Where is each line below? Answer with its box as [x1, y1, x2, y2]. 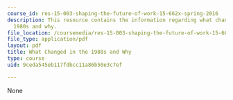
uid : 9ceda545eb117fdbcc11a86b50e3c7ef [7, 61, 123, 68]
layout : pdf [7, 42, 42, 49]
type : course [7, 55, 45, 62]
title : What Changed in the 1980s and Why [7, 49, 132, 56]
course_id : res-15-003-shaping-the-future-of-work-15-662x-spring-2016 [7, 10, 218, 17]
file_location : [7, 29, 51, 37]
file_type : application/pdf [7, 36, 89, 43]
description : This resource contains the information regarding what [7, 17, 213, 23]
